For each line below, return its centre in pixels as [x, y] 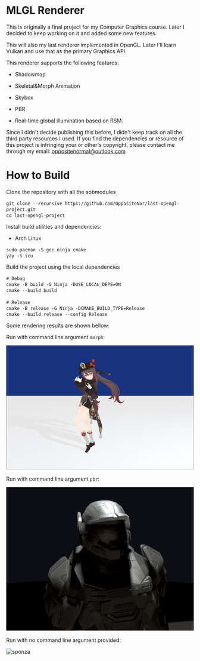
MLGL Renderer [45, 10]
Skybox [24, 97]
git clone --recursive [34, 204]
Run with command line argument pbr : [53, 479]
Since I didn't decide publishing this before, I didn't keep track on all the [94, 132]
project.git [21, 210]
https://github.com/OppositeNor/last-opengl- [122, 204]
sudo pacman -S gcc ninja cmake [46, 250]
